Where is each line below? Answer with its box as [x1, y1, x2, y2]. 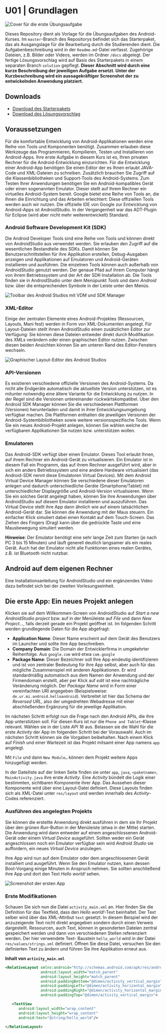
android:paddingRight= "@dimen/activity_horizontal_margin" [40, 988, 165, 993]
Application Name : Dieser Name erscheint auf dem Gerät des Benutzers [12, 636, 161, 642]
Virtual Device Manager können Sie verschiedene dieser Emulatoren [5, 477, 144, 483]
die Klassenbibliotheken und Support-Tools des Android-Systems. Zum [5, 175, 150, 181]
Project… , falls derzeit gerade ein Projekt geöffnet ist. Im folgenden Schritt [5, 621, 157, 627]
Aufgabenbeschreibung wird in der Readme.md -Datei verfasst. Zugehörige [5, 46, 153, 52]
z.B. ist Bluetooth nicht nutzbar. [5, 550, 69, 556]
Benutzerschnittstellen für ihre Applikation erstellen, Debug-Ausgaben [5, 251, 148, 257]
